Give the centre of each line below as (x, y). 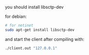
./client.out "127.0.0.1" (31, 48)
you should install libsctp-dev (34, 7)
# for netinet (19, 25)
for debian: (16, 16)
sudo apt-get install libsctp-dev (40, 30)
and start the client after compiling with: (45, 39)
